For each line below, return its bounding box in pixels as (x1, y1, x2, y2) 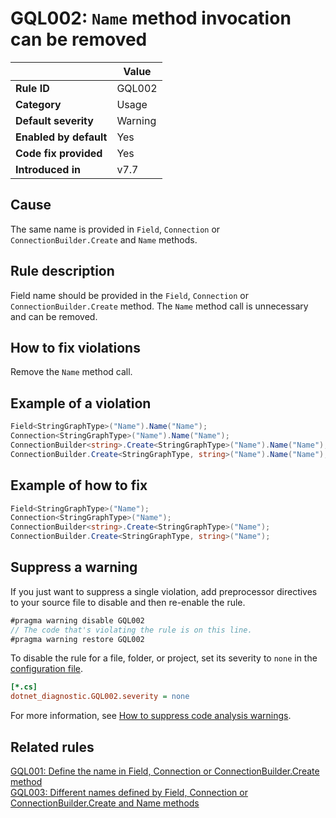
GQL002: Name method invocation (10, 7, 292, 30)
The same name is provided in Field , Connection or (10, 223, 221, 235)
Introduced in (15, 162, 81, 176)
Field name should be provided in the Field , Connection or (10, 289, 249, 301)
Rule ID (15, 81, 50, 95)
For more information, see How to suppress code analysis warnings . (10, 710, 292, 722)
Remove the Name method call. (10, 366, 133, 378)
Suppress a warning (10, 559, 138, 576)
